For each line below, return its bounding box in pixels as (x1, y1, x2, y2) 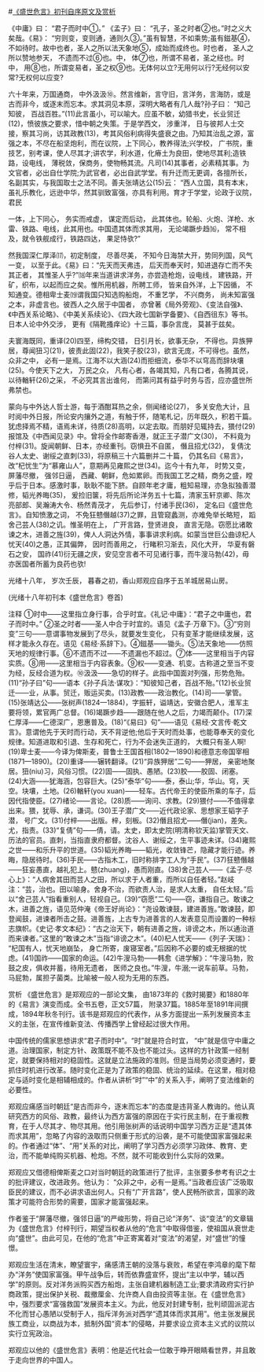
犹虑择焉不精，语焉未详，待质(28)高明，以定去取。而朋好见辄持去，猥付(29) (8, 421, 255, 431)
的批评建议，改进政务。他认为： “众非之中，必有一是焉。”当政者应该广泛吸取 (8, 1178, 254, 1186)
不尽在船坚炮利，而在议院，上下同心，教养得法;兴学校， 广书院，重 (35, 138, 254, 148)
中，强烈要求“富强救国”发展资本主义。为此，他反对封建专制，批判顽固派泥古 (8, 1300, 255, 1308)
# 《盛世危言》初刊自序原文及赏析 (8, 7, 116, 16)
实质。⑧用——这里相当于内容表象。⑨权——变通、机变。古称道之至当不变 (8, 659, 255, 668)
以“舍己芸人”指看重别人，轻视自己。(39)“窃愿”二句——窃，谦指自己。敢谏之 (8, 895, 255, 903)
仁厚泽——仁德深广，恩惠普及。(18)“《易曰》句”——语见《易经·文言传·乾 (8, 718, 240, 726)
